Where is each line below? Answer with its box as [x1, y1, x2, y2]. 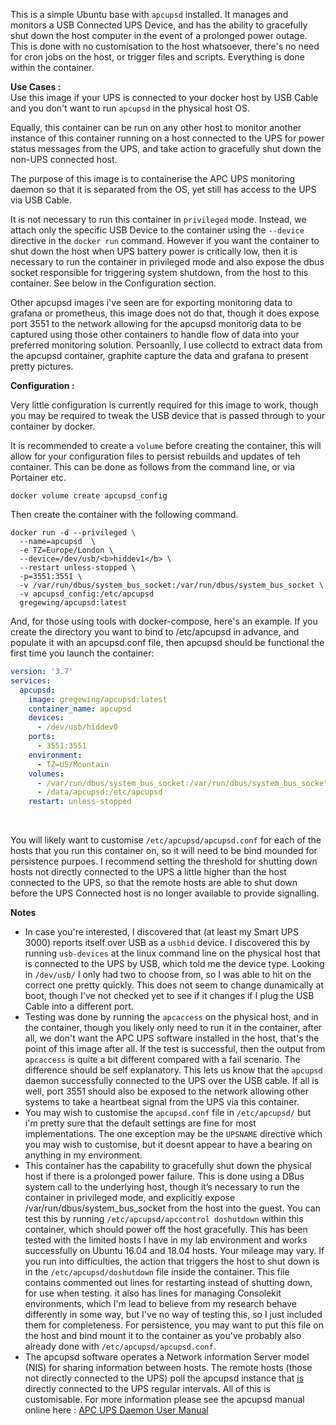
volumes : [28, 769, 65, 779]
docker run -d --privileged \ [10, 528, 137, 538]
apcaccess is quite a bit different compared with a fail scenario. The [24, 1054, 301, 1066]
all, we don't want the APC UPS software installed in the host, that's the [24, 1032, 320, 1044]
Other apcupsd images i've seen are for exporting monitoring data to [10, 297, 293, 308]
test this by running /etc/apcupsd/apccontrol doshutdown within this [24, 1213, 304, 1225]
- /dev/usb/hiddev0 [36, 722, 118, 733]
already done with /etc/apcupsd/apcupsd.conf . [24, 1340, 217, 1353]
